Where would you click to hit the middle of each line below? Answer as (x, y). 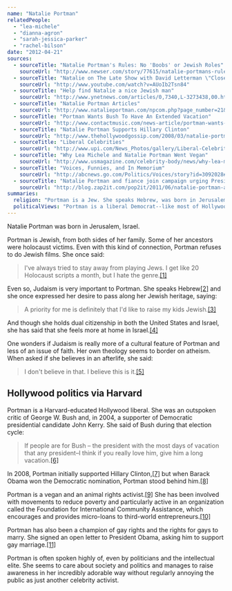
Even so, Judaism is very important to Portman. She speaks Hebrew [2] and (114, 289)
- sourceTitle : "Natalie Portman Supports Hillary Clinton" (101, 129)
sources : (20, 59)
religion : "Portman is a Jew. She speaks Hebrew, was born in (105, 200)
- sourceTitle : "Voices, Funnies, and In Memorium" (89, 168)
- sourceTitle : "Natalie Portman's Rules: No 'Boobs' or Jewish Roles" (119, 65)
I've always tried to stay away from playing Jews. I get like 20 (111, 268)
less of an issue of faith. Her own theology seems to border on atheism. (109, 351)
